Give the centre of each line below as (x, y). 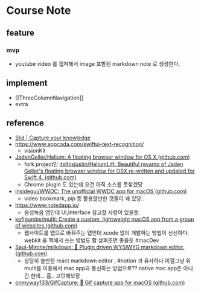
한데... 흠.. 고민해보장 (55, 276)
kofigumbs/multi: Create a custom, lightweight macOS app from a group (104, 219)
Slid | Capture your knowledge (53, 138)
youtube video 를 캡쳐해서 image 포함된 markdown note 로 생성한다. (97, 63)
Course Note (39, 11)
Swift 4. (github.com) (50, 177)
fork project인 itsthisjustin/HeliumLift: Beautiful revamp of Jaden (104, 164)
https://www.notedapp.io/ (47, 205)
